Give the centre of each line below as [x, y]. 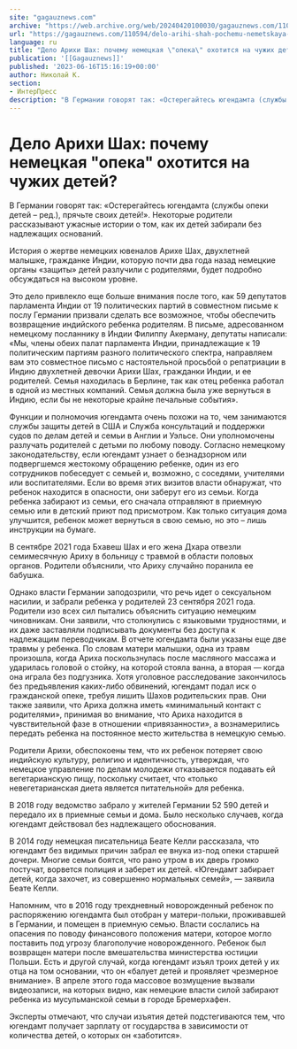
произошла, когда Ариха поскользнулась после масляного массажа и [143, 658]
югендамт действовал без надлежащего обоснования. [113, 824]
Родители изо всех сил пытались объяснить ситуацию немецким [133, 611]
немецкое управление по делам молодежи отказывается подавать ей [142, 769]
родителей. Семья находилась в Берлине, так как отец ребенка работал [147, 381]
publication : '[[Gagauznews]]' [67, 58]
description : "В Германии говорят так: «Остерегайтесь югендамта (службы [148, 100]
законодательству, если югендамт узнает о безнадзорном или [128, 455]
